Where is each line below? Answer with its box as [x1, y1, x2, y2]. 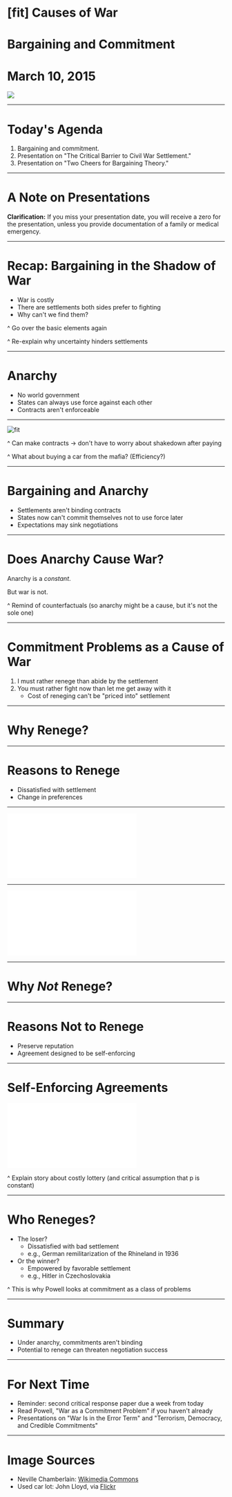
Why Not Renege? [7, 978, 113, 994]
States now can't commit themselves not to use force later [17, 514, 184, 521]
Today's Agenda [7, 121, 104, 137]
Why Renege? [7, 722, 89, 738]
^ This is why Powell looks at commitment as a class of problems [7, 1284, 191, 1293]
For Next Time [7, 1377, 90, 1392]
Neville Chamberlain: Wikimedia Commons [17, 1475, 139, 1483]
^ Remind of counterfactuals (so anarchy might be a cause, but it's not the [7, 601, 217, 609]
